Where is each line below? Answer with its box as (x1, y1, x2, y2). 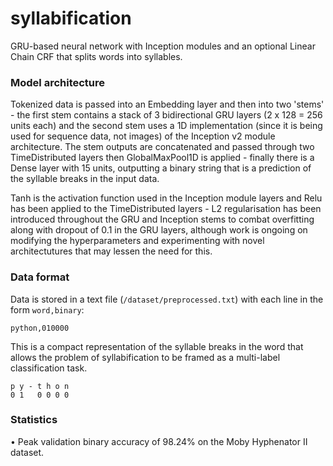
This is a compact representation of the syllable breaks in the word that (10, 340, 304, 352)
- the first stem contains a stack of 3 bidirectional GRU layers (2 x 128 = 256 (10, 109, 323, 121)
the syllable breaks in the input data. (10, 173, 160, 185)
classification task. (10, 362, 88, 374)
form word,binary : (10, 303, 85, 316)
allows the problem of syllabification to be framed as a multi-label (10, 351, 281, 363)
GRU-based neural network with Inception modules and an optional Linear (10, 40, 316, 52)
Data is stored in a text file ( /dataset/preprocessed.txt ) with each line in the (10, 293, 324, 305)
